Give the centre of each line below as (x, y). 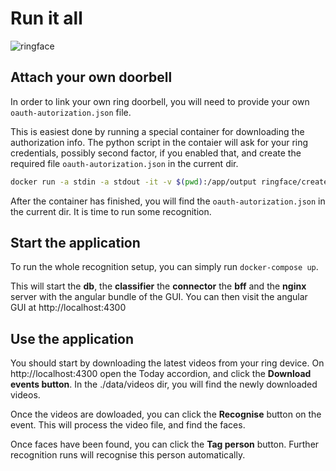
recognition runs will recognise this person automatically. (128, 455)
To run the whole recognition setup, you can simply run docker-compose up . (164, 267)
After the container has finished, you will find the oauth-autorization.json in (168, 201)
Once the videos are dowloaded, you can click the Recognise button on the (166, 414)
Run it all (46, 18)
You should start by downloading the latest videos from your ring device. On (167, 363)
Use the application (72, 338)
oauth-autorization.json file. (71, 112)
